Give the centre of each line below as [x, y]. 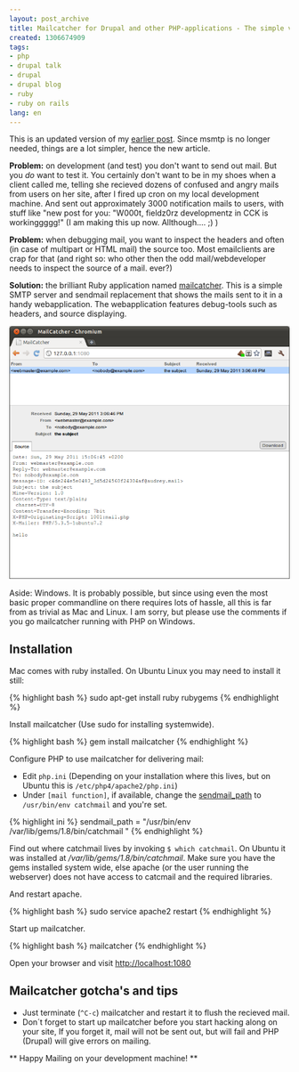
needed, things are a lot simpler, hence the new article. [110, 149]
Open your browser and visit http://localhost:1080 [100, 962]
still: [17, 680]
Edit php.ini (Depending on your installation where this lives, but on [146, 776]
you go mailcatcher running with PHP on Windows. [102, 621]
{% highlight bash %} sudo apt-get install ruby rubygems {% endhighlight [144, 697]
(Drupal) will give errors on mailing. [86, 1041]
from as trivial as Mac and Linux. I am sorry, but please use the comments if [148, 612]
